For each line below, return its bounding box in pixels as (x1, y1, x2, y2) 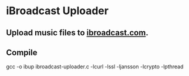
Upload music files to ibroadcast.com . (6, 28, 148, 38)
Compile (6, 47, 38, 57)
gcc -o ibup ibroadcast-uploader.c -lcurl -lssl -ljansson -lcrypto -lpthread (6, 63, 184, 70)
